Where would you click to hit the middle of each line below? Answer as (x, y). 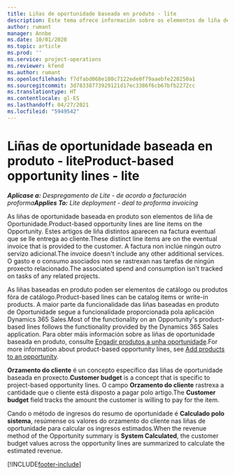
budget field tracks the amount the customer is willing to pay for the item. (113, 399)
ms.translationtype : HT (42, 92)
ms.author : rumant (34, 72)
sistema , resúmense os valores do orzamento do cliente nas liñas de (107, 420)
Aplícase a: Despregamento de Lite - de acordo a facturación (97, 195)
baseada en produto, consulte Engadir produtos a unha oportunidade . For (113, 341)
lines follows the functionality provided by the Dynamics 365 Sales (123, 326)
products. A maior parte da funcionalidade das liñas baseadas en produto (113, 304)
